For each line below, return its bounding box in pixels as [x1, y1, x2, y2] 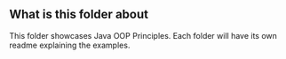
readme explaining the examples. [9, 40, 131, 50]
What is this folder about [9, 7, 149, 22]
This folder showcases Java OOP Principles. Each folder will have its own [9, 30, 278, 41]
